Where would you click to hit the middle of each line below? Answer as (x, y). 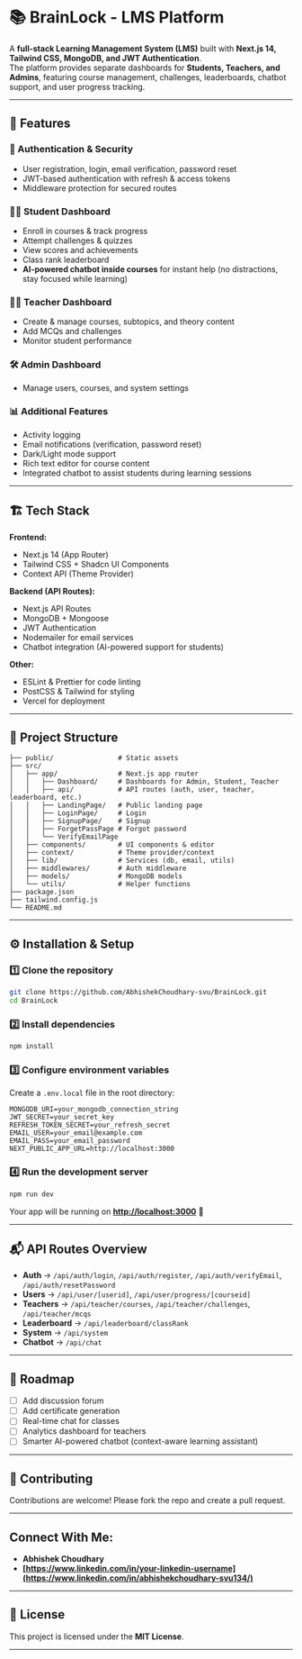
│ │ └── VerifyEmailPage (64, 837)
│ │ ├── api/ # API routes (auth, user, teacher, (132, 790)
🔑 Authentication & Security (71, 150)
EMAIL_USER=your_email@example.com (76, 1133)
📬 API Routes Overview (78, 1249)
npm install (31, 1047)
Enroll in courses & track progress (85, 231)
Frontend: (28, 537)
